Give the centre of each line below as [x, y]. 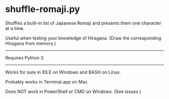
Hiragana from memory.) [31, 43]
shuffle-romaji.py [43, 9]
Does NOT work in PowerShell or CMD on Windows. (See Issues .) [73, 91]
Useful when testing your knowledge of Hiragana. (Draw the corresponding [83, 38]
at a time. [15, 28]
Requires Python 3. [25, 57]
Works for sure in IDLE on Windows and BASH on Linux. [63, 72]
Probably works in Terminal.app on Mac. [47, 81]
